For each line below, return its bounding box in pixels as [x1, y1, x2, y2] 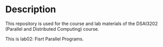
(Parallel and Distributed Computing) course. [5, 26, 100, 32]
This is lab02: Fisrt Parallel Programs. [5, 36, 84, 42]
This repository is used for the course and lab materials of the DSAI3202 [5, 20, 158, 27]
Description [5, 4, 56, 15]
